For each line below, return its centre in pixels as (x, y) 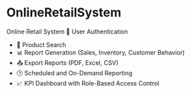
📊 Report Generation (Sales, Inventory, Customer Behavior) (101, 52)
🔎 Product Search (41, 44)
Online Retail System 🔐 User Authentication (67, 31)
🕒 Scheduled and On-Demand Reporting (74, 72)
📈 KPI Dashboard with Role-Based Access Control (88, 83)
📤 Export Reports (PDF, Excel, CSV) (67, 62)
